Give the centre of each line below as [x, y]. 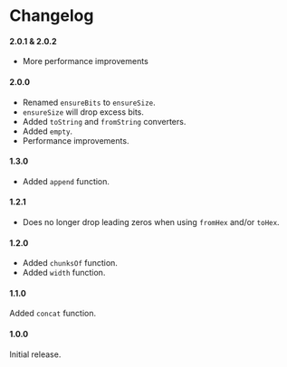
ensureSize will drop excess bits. [83, 112]
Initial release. [35, 354]
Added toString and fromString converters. [104, 121]
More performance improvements [86, 61]
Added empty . [48, 131]
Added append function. [66, 181]
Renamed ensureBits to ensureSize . [89, 102]
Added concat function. [53, 314]
